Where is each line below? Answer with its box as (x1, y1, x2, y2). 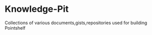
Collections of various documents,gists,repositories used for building (5, 20, 147, 26)
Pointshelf (5, 25, 26, 31)
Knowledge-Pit (5, 3, 69, 15)
